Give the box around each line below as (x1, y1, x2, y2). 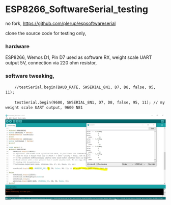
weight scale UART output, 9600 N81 (5, 105, 83, 110)
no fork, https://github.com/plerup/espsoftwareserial (5, 20, 116, 26)
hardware (5, 43, 30, 50)
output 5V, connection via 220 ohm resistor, (5, 60, 97, 66)
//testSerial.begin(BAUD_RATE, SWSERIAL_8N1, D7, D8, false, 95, (14, 85, 156, 90)
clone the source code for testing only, (5, 30, 87, 36)
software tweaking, (5, 73, 54, 80)
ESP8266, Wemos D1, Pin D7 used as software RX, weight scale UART (5, 54, 152, 60)
